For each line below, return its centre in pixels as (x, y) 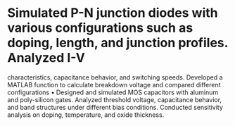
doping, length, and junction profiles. (118, 43)
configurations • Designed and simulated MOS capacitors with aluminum (113, 92)
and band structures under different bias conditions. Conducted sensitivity (115, 107)
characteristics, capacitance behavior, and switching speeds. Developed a (115, 77)
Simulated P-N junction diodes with (113, 13)
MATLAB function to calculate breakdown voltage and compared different (114, 84)
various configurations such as (100, 28)
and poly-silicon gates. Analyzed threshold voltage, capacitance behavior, (115, 99)
